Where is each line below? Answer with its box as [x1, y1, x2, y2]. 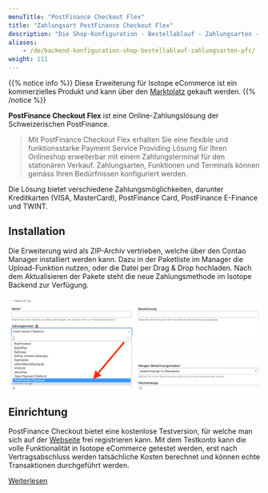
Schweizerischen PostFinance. [8, 119, 110, 128]
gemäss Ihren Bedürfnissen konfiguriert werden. [27, 169, 188, 178]
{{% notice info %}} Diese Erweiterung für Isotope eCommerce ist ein [8, 79, 238, 87]
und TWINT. [8, 201, 48, 211]
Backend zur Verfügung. [8, 280, 90, 289]
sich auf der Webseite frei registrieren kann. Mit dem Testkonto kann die [8, 435, 246, 445]
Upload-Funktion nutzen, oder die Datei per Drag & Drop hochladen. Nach [8, 263, 252, 273]
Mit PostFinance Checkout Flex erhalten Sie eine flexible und [27, 135, 229, 144]
